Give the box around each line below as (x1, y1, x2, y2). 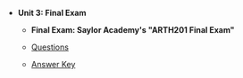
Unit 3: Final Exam (17, 8, 87, 18)
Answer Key (30, 59, 76, 69)
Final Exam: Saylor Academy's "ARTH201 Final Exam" (30, 25, 235, 35)
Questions (30, 42, 70, 52)
